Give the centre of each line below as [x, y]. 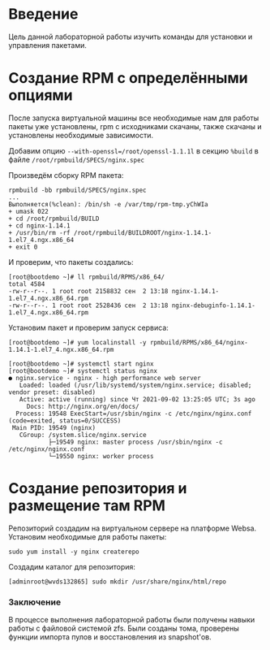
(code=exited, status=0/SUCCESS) [65, 420]
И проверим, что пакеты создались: [71, 262]
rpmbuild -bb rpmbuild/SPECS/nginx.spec [78, 190]
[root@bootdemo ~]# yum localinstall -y [78, 342]
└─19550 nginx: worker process [101, 456]
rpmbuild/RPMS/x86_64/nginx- [199, 342]
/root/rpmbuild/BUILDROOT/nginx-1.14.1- [143, 232]
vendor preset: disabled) [52, 392]
